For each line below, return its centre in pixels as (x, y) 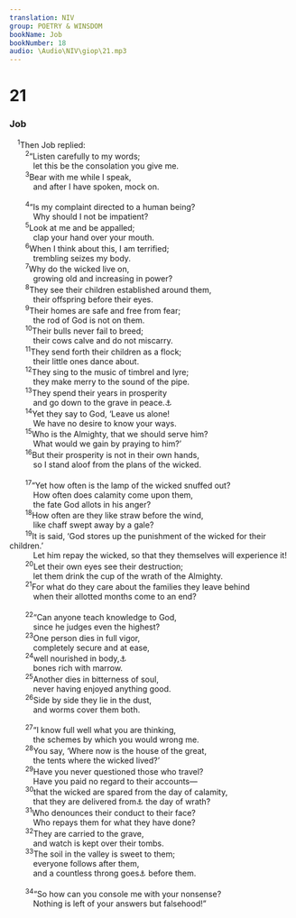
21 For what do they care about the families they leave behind (138, 586)
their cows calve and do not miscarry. (103, 341)
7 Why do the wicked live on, (78, 269)
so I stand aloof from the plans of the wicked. (117, 464)
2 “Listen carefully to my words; (83, 156)
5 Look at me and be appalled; (80, 227)
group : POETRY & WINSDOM (56, 26)
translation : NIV (42, 18)
